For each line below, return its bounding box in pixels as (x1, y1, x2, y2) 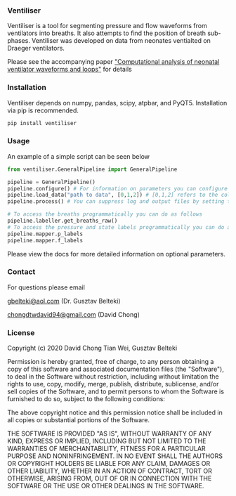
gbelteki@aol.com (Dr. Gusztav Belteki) (7, 296, 121, 305)
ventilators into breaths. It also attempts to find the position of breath (7, 29, 206, 37)
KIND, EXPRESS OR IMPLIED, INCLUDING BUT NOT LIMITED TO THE (7, 437, 206, 445)
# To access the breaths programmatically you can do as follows (7, 211, 202, 218)
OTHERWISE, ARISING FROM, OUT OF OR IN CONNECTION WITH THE (7, 474, 212, 483)
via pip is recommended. (7, 106, 79, 115)
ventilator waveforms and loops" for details (7, 65, 132, 74)
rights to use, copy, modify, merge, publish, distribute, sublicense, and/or (7, 380, 219, 389)
